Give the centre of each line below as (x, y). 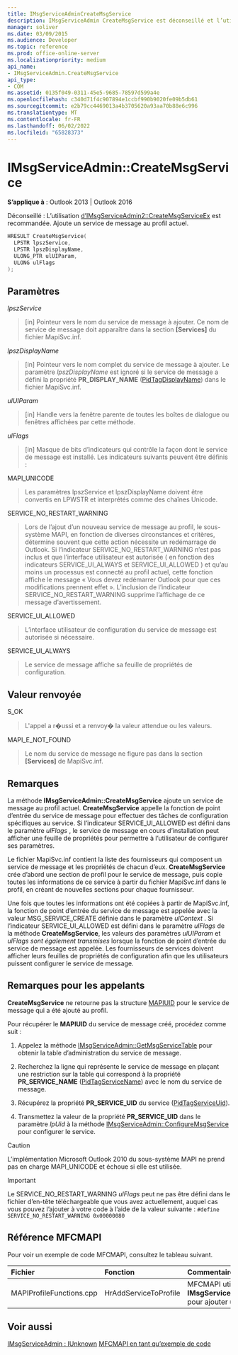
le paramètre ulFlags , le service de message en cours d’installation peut (113, 830)
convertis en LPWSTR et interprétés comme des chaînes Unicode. (121, 499)
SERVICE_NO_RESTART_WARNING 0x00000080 (66, 1215)
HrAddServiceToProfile (142, 1293)
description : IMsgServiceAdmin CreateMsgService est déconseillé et (110, 21)
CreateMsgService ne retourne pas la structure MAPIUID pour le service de (118, 1002)
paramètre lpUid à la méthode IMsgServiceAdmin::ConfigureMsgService (123, 1124)
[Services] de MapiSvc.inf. (64, 761)
